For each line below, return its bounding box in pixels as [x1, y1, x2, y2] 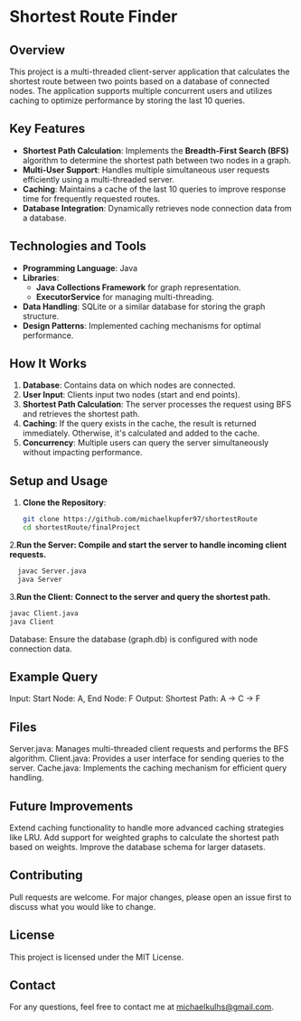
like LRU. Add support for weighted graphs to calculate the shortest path [9, 831, 279, 842]
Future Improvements [9, 798, 134, 814]
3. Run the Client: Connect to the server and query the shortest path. [9, 591, 271, 602]
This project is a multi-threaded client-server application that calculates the [9, 66, 290, 77]
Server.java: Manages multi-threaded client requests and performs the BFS [9, 744, 289, 754]
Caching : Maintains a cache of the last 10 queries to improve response [22, 183, 287, 194]
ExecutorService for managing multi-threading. [35, 291, 214, 302]
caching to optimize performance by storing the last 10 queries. [9, 95, 246, 106]
